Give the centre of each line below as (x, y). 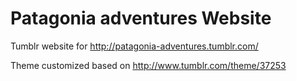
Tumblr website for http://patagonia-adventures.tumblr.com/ (134, 46)
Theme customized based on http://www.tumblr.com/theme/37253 (148, 65)
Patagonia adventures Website (141, 18)
